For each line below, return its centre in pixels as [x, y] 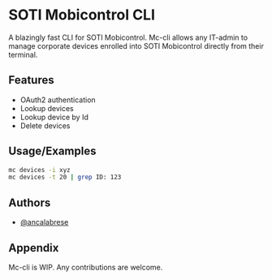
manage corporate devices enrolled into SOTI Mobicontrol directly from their [136, 45]
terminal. [23, 54]
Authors [30, 202]
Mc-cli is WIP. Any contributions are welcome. [86, 267]
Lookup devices [47, 108]
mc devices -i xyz [39, 170]
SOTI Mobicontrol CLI [82, 15]
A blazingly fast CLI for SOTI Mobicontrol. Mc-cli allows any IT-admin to [128, 37]
